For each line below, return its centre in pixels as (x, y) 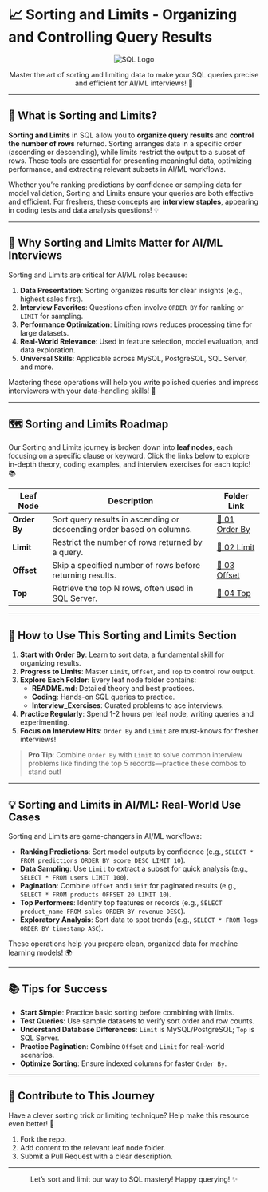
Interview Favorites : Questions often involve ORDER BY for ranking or (132, 307)
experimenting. (45, 722)
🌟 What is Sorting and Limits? (83, 116)
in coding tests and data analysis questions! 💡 (84, 210)
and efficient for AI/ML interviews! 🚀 (134, 83)
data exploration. (47, 350)
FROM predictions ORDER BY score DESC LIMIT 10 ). (102, 860)
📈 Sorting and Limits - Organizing (123, 15)
